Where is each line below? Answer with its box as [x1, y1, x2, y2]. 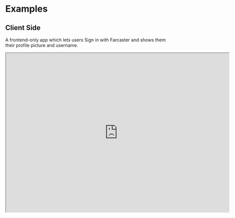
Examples [5, 3, 48, 15]
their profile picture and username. [5, 42, 79, 48]
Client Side [5, 23, 41, 32]
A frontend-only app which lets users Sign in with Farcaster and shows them [5, 37, 166, 43]
